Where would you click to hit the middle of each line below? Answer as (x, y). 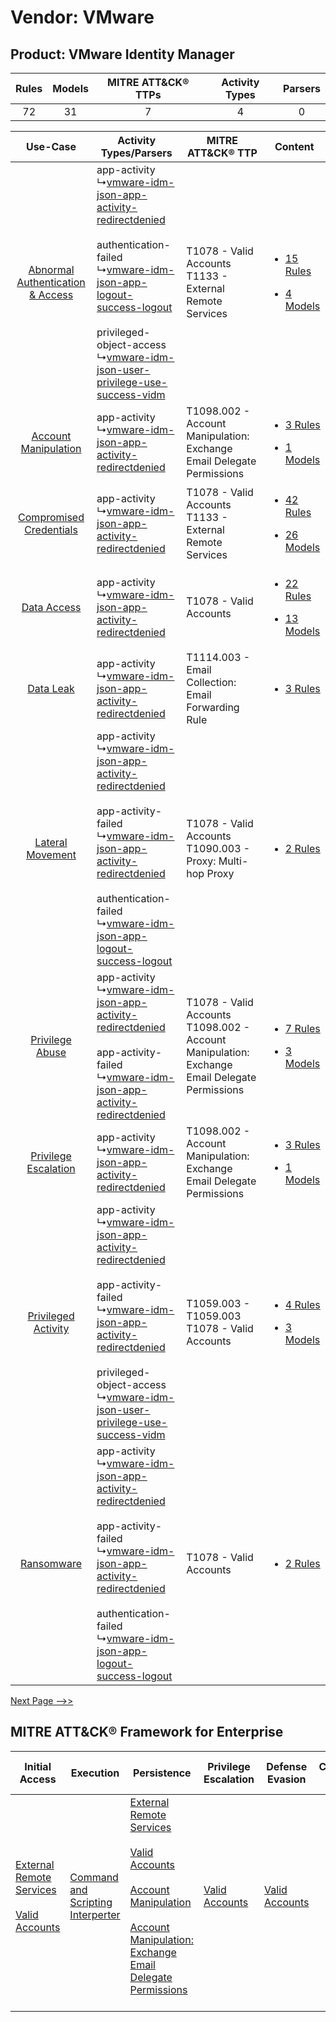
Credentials (51, 529)
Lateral (51, 842)
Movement (51, 854)
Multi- (233, 861)
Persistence (162, 1773)
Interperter (95, 1914)
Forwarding (213, 707)
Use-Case (51, 146)
